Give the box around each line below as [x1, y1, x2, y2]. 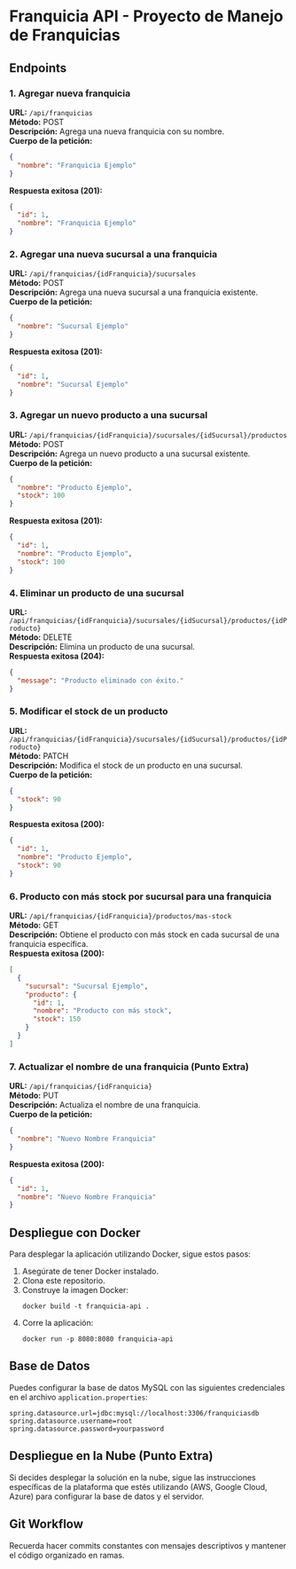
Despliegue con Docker [9, 1225, 141, 1240]
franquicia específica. [9, 939, 89, 950]
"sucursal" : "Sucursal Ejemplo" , [25, 982, 149, 990]
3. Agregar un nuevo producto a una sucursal [9, 409, 208, 422]
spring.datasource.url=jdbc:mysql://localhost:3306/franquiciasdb [9, 1408, 260, 1417]
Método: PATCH [9, 750, 69, 761]
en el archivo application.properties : [9, 1392, 148, 1402]
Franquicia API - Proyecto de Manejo [9, 6, 284, 27]
